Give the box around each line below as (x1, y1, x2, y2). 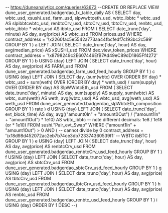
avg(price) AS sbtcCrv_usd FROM (5, 160, 75, 165)
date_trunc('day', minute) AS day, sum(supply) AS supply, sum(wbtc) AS (5, 90, 154, 96)
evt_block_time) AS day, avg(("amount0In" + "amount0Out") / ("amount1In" (5, 111, 160, 117)
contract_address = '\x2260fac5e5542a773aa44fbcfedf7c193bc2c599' (5, 36, 153, 42)
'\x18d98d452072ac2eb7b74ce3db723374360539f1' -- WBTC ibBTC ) (5, 133, 151, 138)
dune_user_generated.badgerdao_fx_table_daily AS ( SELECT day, (5, 10, 142, 16)
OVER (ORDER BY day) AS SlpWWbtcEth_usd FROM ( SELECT (5, 85, 133, 90)
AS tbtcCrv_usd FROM (5, 176, 51, 181)
